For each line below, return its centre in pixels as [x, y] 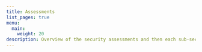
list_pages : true [28, 17]
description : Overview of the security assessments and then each [91, 39]
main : [19, 28]
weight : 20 [31, 34]
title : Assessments [31, 12]
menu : [13, 23]
